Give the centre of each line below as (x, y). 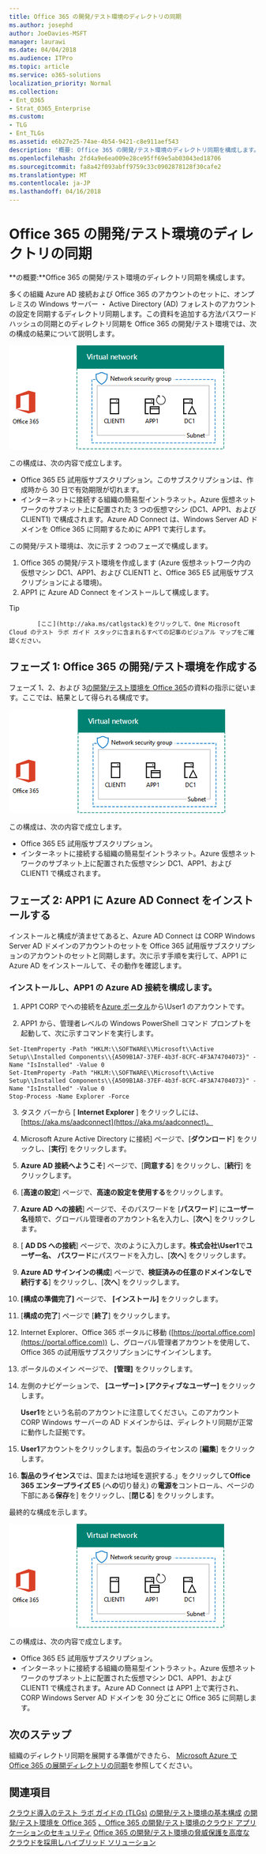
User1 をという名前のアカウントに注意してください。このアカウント (130, 1412)
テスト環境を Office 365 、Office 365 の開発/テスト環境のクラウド (126, 1823)
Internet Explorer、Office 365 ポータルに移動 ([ (97, 1332)
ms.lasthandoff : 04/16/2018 (55, 192)
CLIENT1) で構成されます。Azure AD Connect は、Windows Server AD (135, 519)
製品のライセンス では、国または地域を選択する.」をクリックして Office (135, 1475)
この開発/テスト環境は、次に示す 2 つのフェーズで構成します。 (111, 546)
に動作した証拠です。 (55, 1432)
